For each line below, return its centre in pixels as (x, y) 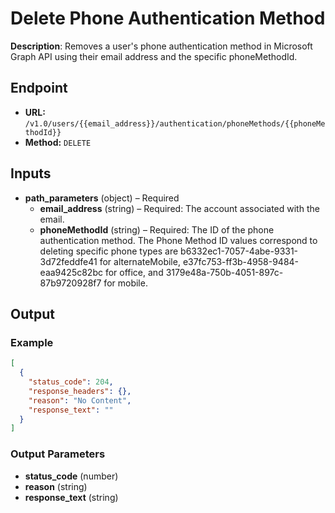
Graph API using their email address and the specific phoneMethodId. (154, 56)
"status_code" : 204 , (71, 382)
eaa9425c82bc (71, 272)
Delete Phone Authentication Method (168, 18)
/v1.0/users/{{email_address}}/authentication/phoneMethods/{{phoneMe (175, 123)
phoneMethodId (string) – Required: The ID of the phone (157, 229)
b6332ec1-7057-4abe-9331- (239, 251)
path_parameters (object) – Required (102, 198)
